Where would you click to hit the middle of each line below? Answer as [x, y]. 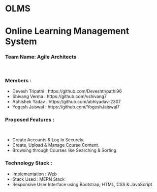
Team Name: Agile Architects [41, 57]
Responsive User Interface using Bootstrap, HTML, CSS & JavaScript [82, 184]
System [21, 42]
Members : [18, 80]
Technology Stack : [29, 163]
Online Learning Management [67, 31]
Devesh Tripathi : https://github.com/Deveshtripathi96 [67, 91]
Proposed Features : [30, 120]
